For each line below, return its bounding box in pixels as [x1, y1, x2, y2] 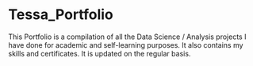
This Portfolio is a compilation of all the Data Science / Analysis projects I [8, 32, 247, 41]
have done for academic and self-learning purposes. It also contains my [8, 40, 243, 49]
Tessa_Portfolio [8, 6, 113, 24]
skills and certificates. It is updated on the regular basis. [8, 49, 191, 58]
